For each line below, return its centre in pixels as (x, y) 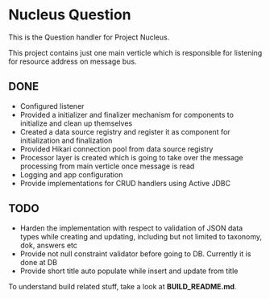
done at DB (39, 262)
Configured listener (52, 106)
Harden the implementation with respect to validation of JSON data (131, 228)
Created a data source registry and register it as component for (125, 131)
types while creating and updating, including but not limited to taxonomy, (141, 236)
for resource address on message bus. (73, 61)
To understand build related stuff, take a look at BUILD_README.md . (123, 286)
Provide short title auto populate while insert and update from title (129, 271)
